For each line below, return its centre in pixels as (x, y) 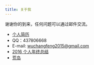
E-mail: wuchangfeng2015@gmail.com (51, 46)
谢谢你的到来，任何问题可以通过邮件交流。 (47, 24)
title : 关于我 (18, 9)
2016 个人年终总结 (30, 51)
